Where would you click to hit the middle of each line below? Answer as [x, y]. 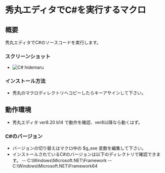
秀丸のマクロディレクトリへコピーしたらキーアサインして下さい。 [79, 93]
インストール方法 [25, 81]
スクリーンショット [28, 56]
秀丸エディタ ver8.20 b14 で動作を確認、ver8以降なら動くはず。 [77, 122]
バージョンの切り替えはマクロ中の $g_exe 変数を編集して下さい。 [79, 148]
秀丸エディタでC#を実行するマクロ [76, 10]
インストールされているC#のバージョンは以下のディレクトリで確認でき [84, 154]
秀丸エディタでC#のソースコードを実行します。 [53, 43]
